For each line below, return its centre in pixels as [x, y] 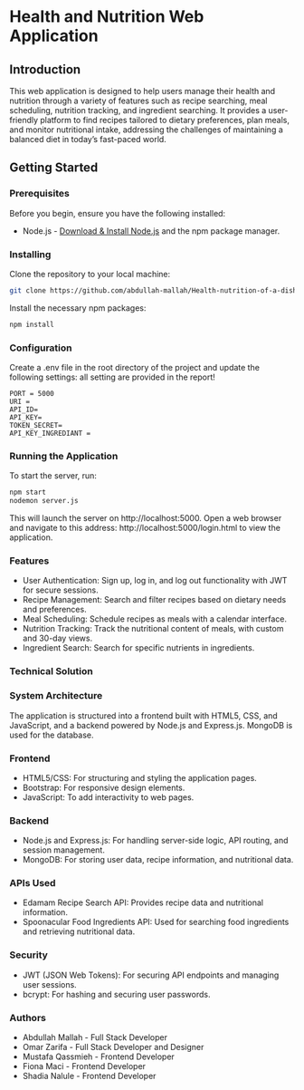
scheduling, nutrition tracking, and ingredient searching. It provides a [138, 110]
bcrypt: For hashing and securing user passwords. [116, 994]
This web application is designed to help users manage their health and [142, 91]
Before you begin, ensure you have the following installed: [118, 213]
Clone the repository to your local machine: [90, 274]
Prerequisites [39, 194]
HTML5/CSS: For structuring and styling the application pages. [140, 777]
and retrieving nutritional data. [79, 931]
